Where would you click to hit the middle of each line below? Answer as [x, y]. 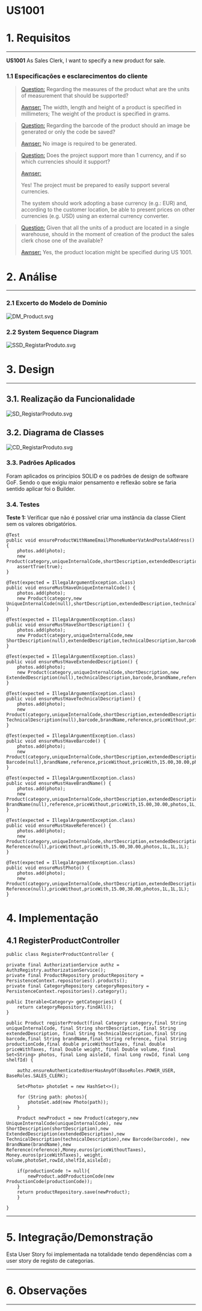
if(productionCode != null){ [54, 1171]
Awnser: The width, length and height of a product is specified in [101, 107]
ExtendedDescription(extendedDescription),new [66, 1134]
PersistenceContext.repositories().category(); [67, 992]
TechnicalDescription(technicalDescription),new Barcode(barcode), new [98, 1140]
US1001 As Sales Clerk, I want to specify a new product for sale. [86, 60]
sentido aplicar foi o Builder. [41, 489]
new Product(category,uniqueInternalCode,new [75, 636]
